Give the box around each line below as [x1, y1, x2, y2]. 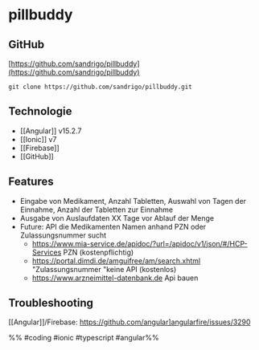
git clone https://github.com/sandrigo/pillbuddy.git [8, 83, 193, 91]
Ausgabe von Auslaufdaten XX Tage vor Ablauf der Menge [19, 213, 215, 222]
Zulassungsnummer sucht [19, 230, 107, 240]
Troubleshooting [8, 296, 94, 310]
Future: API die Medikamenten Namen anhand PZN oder [19, 222, 207, 231]
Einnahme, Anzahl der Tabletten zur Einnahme [19, 205, 174, 214]
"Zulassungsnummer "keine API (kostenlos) [31, 264, 177, 274]
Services [31, 247, 62, 257]
